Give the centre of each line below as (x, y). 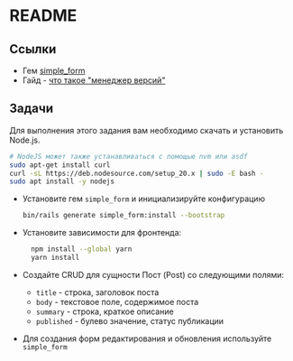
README (43, 16)
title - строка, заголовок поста (97, 292)
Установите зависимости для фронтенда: (102, 233)
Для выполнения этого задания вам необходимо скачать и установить (146, 130)
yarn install (55, 258)
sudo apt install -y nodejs (62, 181)
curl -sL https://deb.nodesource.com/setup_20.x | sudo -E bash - (137, 173)
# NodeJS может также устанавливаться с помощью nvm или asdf (128, 156)
